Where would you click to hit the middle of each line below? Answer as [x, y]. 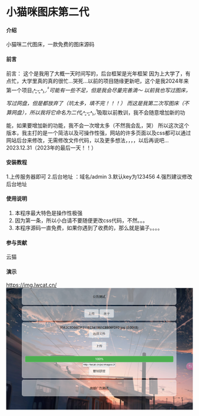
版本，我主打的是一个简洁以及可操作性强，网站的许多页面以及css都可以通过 [99, 133]
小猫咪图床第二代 [48, 12]
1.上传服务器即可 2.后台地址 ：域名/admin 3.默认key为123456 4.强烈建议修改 [99, 176]
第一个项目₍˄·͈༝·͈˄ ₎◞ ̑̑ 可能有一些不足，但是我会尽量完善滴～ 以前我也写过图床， [99, 90]
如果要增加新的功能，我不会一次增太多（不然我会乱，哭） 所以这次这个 [103, 125]
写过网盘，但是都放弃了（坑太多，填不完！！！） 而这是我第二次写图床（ [95, 103]
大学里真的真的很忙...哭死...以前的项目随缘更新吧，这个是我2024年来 [105, 81]
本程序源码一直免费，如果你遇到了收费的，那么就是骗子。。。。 [89, 228]
